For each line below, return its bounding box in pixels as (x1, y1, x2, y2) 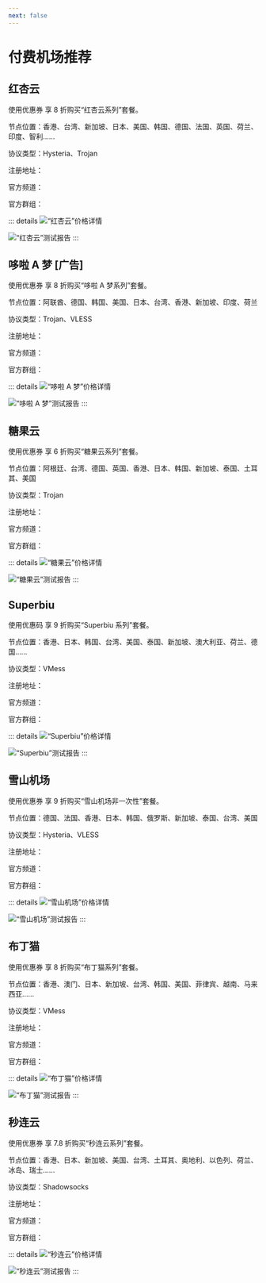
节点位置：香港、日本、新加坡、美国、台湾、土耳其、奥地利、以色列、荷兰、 (8, 1155, 258, 1165)
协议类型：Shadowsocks (8, 1181, 89, 1191)
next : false (8, 11, 47, 20)
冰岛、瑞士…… (8, 1165, 55, 1174)
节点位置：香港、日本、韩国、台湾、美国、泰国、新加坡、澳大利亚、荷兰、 (8, 637, 251, 647)
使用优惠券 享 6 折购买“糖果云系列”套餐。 (8, 447, 142, 456)
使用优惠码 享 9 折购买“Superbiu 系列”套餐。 (8, 620, 154, 630)
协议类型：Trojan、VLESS (8, 314, 93, 324)
